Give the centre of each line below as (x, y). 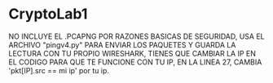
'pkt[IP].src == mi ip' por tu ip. (59, 70)
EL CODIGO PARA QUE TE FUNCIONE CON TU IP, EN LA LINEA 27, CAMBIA (135, 62)
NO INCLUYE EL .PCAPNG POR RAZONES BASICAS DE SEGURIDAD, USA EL (136, 36)
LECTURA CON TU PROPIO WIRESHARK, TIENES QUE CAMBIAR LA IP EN (132, 53)
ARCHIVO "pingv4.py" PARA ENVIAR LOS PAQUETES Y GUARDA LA (122, 44)
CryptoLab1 (48, 14)
